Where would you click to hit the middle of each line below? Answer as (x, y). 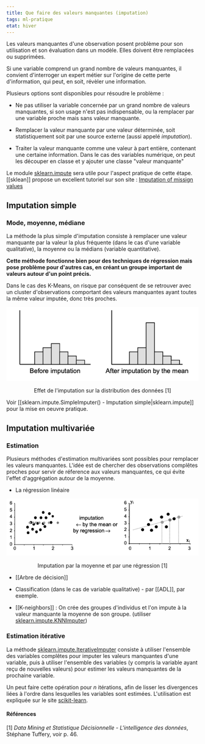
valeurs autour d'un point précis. (49, 274)
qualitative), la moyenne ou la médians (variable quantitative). (83, 249)
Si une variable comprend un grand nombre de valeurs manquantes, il (94, 69)
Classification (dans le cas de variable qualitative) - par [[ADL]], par (100, 589)
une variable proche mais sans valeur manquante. (78, 118)
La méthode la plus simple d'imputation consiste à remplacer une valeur (97, 236)
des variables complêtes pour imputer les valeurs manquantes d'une (92, 656)
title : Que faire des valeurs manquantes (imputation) (77, 13)
